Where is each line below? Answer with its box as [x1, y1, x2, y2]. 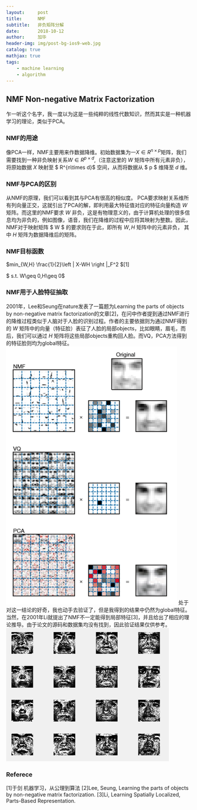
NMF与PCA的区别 [6, 180, 57, 188]
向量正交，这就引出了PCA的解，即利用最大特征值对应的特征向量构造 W [16, 202, 188, 209]
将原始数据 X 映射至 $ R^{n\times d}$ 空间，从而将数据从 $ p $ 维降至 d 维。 [6, 164, 191, 171]
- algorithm [16, 71, 46, 78]
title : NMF [6, 15, 46, 22]
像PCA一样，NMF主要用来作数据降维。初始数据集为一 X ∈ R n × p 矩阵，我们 [6, 148, 186, 156]
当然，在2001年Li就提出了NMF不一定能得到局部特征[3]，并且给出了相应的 [6, 613, 185, 620]
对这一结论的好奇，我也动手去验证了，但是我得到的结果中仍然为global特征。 [6, 606, 191, 613]
